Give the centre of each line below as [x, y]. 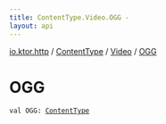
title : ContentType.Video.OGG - [69, 17]
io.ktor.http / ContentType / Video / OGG [83, 51]
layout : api [31, 26]
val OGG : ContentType [50, 111]
